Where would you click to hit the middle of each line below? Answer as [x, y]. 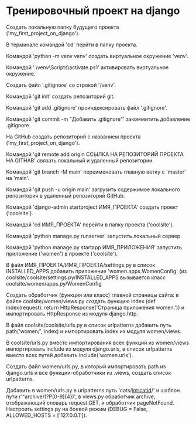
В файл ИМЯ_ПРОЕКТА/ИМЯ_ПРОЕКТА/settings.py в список [81, 264]
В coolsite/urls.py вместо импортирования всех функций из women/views [97, 342]
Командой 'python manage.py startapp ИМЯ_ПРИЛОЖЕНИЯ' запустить [94, 247]
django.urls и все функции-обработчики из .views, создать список [89, 372]
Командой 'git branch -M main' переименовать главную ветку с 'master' [96, 172]
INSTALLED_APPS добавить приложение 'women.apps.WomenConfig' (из [97, 271]
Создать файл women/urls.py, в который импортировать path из [86, 366]
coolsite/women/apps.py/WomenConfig [54, 283]
